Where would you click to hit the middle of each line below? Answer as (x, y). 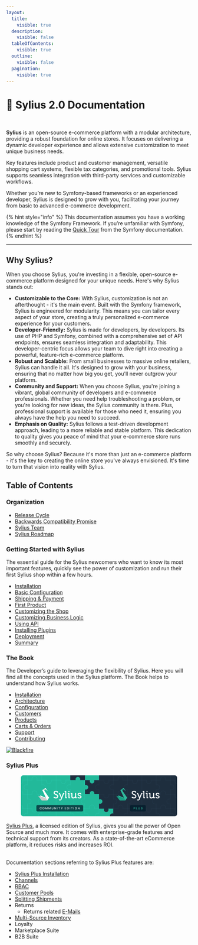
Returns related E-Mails (52, 912)
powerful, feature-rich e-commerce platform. (70, 355)
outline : (22, 56)
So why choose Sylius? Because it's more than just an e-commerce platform (99, 454)
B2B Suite (27, 937)
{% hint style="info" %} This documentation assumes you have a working (95, 217)
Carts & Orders (33, 726)
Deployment (29, 637)
